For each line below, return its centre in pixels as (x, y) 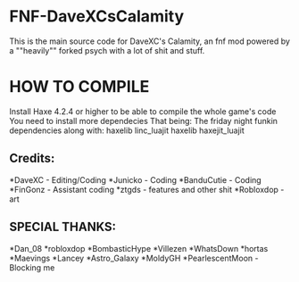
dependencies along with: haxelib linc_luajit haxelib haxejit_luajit (127, 130)
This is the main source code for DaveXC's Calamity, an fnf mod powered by (149, 41)
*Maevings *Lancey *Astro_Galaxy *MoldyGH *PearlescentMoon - (134, 258)
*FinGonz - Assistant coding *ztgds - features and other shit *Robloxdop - (147, 189)
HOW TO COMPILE (79, 87)
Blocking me (32, 267)
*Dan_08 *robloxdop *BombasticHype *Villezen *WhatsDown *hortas (139, 248)
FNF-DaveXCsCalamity (97, 17)
